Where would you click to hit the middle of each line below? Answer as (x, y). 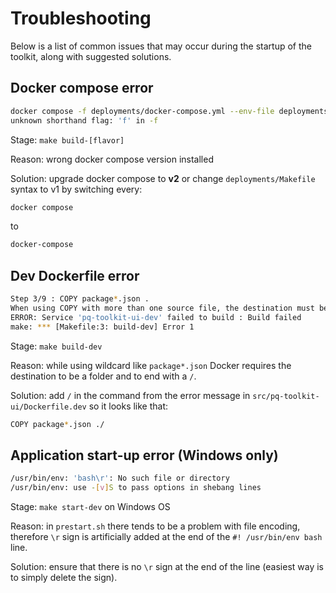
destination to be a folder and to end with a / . (103, 376)
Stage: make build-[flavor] (67, 139)
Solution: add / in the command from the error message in (130, 395)
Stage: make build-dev (56, 346)
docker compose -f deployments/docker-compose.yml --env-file (142, 111)
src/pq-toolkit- (286, 396)
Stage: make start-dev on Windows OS (90, 506)
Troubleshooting (81, 18)
